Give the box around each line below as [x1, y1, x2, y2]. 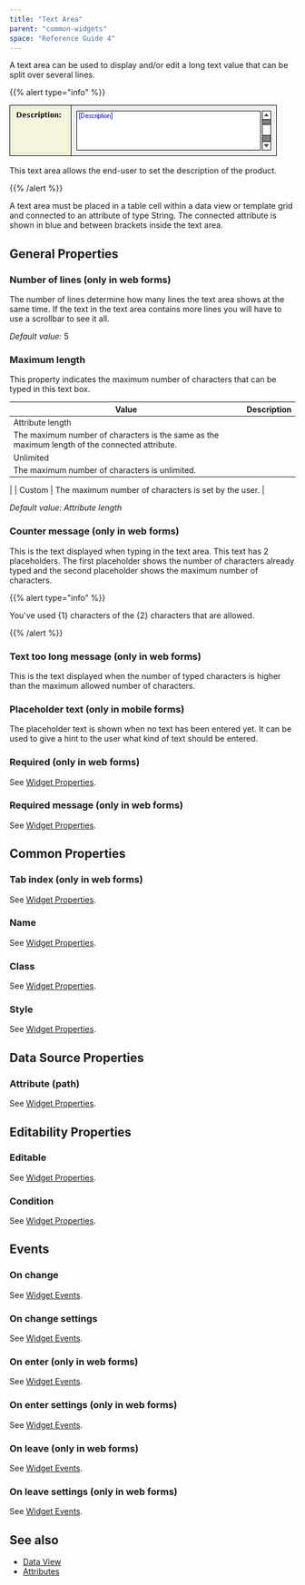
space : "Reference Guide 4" [9, 34, 116, 43]
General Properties [9, 246, 119, 261]
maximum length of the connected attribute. [13, 439, 177, 450]
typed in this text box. [9, 384, 91, 395]
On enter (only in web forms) [9, 1355, 139, 1368]
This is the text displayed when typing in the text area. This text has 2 [9, 546, 270, 556]
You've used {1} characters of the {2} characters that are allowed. [9, 609, 255, 621]
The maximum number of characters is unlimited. [13, 464, 197, 476]
